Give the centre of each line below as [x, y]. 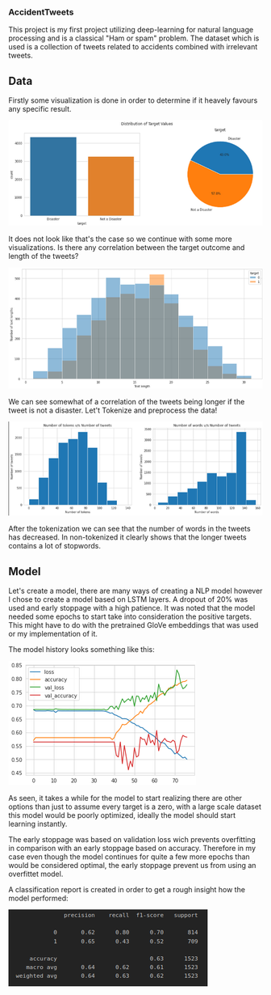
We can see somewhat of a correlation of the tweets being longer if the [127, 401]
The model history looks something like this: [81, 650]
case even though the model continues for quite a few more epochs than [129, 857]
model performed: [38, 898]
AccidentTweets [41, 12]
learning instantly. [38, 824]
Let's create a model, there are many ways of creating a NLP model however [135, 591]
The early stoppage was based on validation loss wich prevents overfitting [132, 840]
